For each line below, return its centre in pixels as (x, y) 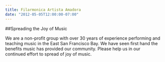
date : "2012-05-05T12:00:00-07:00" (42, 14)
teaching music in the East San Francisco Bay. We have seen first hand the (82, 43)
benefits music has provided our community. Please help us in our (73, 49)
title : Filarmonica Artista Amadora (43, 10)
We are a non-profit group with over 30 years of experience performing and (83, 38)
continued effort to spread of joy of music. (48, 54)
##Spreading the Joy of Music (36, 28)
